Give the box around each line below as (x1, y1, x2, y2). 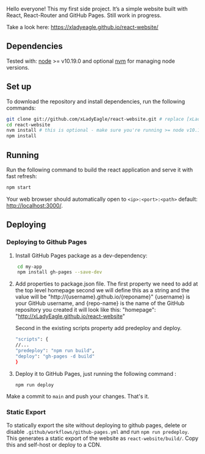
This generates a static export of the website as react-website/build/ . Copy (6, 434, 199, 442)
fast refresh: (6, 172, 38, 179)
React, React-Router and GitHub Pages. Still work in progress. (6, 12, 162, 19)
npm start (6, 184, 32, 190)
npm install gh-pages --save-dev (17, 269, 103, 275)
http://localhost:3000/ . (6, 201, 63, 209)
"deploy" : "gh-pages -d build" (15, 353, 95, 359)
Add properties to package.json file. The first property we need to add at (15, 280, 198, 287)
